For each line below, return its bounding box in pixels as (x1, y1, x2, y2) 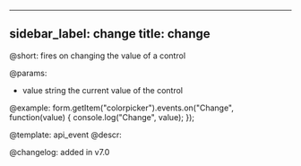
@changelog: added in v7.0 (9, 146, 110, 157)
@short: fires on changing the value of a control (9, 50, 186, 61)
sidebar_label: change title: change (9, 26, 211, 41)
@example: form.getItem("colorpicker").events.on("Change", (9, 102, 235, 113)
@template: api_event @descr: (9, 129, 123, 140)
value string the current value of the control (21, 84, 184, 95)
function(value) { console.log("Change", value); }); (9, 111, 195, 122)
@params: (9, 67, 47, 78)
